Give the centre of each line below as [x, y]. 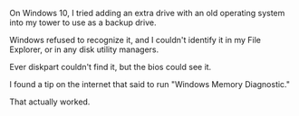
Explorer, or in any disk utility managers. [84, 49]
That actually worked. [50, 102]
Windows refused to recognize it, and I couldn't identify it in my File [135, 40]
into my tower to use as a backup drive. [83, 22]
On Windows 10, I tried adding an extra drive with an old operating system [147, 13]
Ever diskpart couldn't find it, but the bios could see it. [111, 67]
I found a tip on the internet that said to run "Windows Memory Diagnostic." [150, 84]
